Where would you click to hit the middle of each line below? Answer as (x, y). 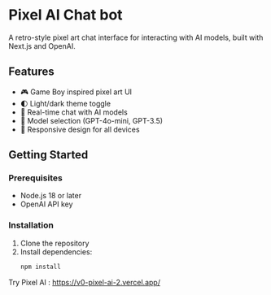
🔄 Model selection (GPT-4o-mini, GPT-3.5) (92, 120)
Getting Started (48, 155)
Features (31, 72)
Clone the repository (55, 243)
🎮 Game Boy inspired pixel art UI (76, 92)
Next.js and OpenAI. (42, 46)
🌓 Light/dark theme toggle (66, 103)
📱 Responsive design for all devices (80, 129)
